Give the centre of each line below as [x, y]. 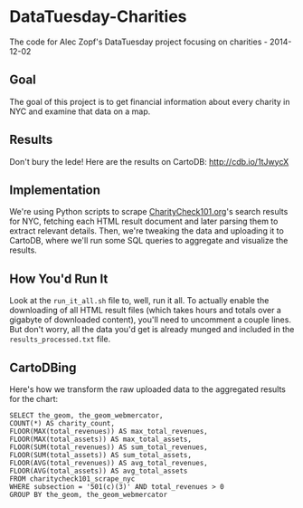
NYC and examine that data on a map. [80, 111]
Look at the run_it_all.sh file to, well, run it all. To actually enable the [139, 301]
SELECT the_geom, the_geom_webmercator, [87, 416]
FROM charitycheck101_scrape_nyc [72, 479]
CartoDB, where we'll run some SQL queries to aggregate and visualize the [149, 241]
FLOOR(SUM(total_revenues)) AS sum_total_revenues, [109, 447]
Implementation [55, 190]
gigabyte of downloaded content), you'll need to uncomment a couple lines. [151, 320]
